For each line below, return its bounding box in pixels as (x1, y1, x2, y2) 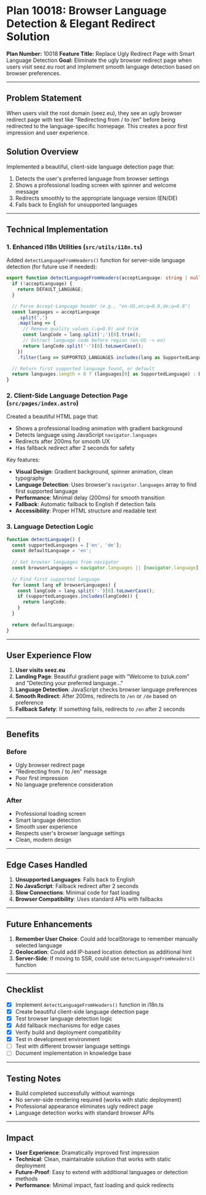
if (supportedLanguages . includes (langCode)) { (17, 593, 139, 599)
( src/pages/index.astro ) (6, 399, 79, 408)
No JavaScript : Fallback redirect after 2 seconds (15, 882, 139, 890)
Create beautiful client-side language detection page (15, 1007, 149, 1015)
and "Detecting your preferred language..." (15, 680, 124, 687)
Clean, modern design (15, 836, 72, 843)
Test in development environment (15, 1036, 100, 1043)
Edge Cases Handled (6, 859, 88, 870)
